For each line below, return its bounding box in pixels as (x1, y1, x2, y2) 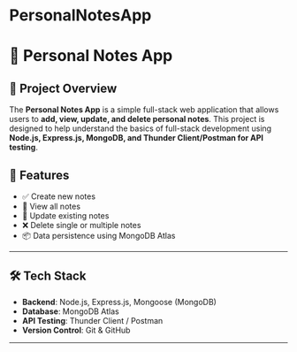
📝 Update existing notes (21, 210, 110, 221)
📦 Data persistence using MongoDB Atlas (21, 231, 176, 241)
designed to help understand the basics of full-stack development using (9, 123, 272, 134)
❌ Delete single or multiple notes (21, 220, 141, 230)
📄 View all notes (21, 201, 81, 211)
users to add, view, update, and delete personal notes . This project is (9, 114, 265, 125)
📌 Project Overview (9, 80, 118, 96)
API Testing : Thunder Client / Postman (21, 315, 164, 325)
